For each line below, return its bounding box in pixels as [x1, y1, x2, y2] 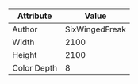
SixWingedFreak [64, 24, 127, 35]
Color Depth [12, 63, 58, 74]
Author [12, 24, 38, 35]
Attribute [17, 10, 52, 21]
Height [12, 50, 37, 61]
